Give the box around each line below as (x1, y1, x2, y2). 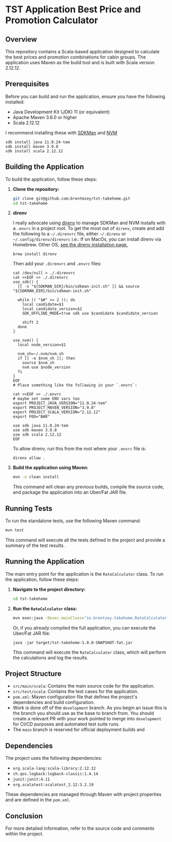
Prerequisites (5, 80, 49, 88)
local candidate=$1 (22, 302, 64, 307)
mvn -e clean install (12, 475, 60, 480)
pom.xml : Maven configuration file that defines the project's (12, 694, 138, 700)
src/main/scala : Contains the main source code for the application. (12, 683, 155, 689)
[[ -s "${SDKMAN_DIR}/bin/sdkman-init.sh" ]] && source (17, 284, 140, 289)
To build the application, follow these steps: (5, 176, 98, 182)
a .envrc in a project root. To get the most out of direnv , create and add (12, 225, 164, 231)
